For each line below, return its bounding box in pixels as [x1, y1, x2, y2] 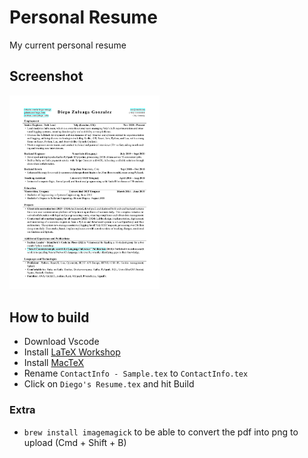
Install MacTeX [23, 357, 85, 369]
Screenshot [9, 68, 84, 85]
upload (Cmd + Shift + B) [23, 436, 127, 448]
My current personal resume [9, 39, 127, 51]
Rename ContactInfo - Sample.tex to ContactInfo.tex [23, 367, 249, 380]
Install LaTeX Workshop [23, 346, 121, 358]
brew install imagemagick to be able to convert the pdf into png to [23, 426, 299, 438]
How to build [9, 309, 90, 326]
